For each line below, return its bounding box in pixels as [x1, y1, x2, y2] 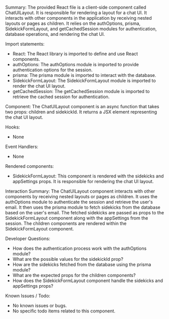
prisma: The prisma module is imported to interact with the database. [12, 72, 156, 78]
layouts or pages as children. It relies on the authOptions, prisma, [5, 20, 141, 26]
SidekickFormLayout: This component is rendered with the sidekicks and [12, 173, 164, 179]
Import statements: [5, 41, 45, 47]
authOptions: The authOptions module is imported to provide [12, 62, 139, 67]
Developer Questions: [5, 236, 50, 242]
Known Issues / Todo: [5, 293, 50, 299]
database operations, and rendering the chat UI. [5, 31, 105, 37]
